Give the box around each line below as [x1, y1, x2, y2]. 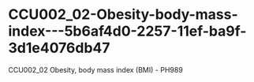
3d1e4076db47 [8, 39, 110, 57]
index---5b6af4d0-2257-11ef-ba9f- [8, 22, 247, 40]
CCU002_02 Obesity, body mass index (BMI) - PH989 [8, 65, 183, 74]
